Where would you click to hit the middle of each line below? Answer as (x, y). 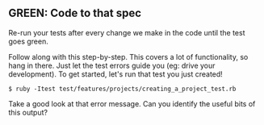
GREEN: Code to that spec (75, 13)
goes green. (28, 41)
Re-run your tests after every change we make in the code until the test (127, 32)
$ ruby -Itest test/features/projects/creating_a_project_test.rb (122, 89)
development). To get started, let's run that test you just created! (116, 74)
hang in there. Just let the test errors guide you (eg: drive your (112, 65)
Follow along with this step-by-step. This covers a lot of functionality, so (128, 56)
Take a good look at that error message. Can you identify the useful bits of (132, 103)
